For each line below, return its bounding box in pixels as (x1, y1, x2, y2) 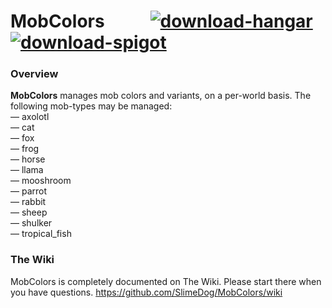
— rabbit (10, 196, 47, 208)
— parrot (10, 185, 48, 197)
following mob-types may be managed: (10, 100, 173, 112)
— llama (10, 164, 44, 176)
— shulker (10, 217, 53, 229)
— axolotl (10, 111, 50, 123)
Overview (10, 67, 59, 81)
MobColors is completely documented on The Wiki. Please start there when (10, 275, 322, 287)
